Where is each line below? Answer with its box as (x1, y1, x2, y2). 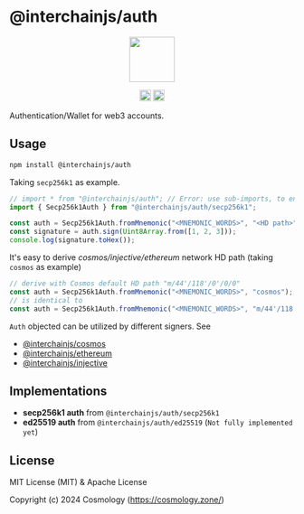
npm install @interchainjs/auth (9, 160, 131, 169)
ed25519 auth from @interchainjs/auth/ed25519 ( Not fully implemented (22, 417, 293, 428)
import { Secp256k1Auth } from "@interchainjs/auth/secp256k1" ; (9, 202, 257, 211)
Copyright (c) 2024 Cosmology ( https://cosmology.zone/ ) (9, 494, 224, 505)
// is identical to (9, 295, 83, 304)
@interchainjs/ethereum (22, 348, 113, 359)
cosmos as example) (9, 262, 81, 272)
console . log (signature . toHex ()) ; (9, 236, 136, 245)
